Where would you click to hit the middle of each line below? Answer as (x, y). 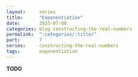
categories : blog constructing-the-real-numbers (69, 29)
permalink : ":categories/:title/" (52, 35)
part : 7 (24, 40)
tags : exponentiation (42, 52)
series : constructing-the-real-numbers (63, 46)
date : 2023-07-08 (37, 23)
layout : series (31, 12)
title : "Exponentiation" (45, 18)
